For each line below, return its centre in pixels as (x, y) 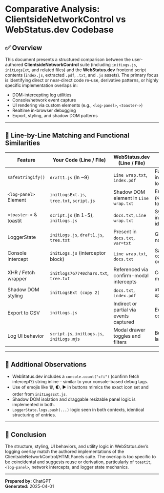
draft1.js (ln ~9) (69, 177)
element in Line (131, 198)
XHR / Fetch (21, 272)
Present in (125, 231)
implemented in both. (33, 404)
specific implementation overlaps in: (41, 85)
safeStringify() (26, 177)
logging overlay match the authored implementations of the (65, 452)
